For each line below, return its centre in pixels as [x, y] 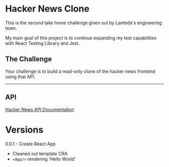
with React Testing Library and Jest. [43, 43]
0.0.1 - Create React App [30, 144]
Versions [24, 130]
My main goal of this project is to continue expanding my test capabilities [81, 38]
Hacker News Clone [47, 9]
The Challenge [29, 59]
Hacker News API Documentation [40, 109]
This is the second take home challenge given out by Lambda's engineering [83, 23]
